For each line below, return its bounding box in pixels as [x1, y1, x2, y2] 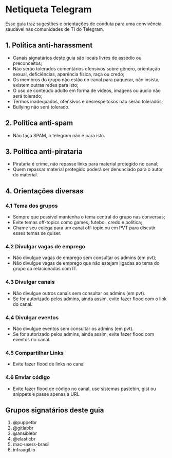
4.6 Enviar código [5, 374, 50, 381]
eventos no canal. [12, 336, 51, 342]
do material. [12, 172, 39, 178]
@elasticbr [12, 436, 36, 442]
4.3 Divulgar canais [5, 279, 55, 286]
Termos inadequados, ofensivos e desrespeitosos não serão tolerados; [12, 98, 163, 104]
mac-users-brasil [12, 441, 50, 448]
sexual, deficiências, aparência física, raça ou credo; [12, 71, 125, 77]
